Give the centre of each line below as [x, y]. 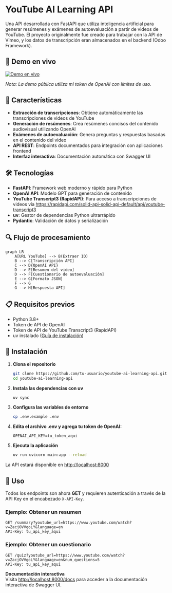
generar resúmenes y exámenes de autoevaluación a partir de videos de [82, 29]
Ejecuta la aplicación [35, 446]
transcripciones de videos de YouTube [53, 118]
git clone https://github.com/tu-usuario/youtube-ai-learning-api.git [90, 374]
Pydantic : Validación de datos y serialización [60, 221]
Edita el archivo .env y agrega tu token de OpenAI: [67, 427]
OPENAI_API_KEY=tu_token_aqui [45, 436]
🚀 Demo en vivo [31, 62]
